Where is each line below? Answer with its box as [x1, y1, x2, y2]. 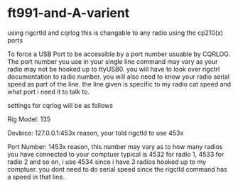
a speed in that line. [7, 172, 65, 181]
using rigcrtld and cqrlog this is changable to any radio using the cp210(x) [7, 28, 224, 37]
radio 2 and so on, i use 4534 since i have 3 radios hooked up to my [7, 157, 207, 166]
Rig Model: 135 [7, 115, 51, 123]
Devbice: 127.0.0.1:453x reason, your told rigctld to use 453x [7, 128, 184, 137]
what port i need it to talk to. [7, 87, 90, 96]
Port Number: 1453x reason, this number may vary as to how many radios [7, 142, 223, 150]
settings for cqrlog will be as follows [7, 101, 114, 109]
